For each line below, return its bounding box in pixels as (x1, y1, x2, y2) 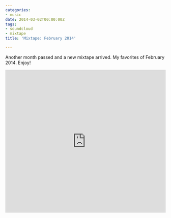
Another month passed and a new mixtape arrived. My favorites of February (5, 54, 165, 60)
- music (5, 12, 22, 17)
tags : (5, 21, 17, 27)
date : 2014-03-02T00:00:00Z (5, 17, 65, 22)
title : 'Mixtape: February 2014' (5, 36, 76, 41)
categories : (5, 7, 31, 13)
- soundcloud (5, 26, 33, 32)
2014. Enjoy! (5, 59, 31, 66)
